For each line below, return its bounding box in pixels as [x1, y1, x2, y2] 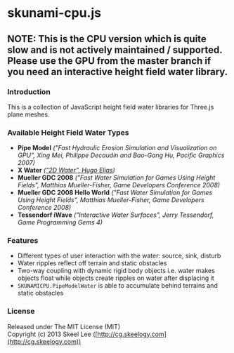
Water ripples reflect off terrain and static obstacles [17, 259, 167, 267]
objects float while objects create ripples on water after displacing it [17, 274, 214, 282]
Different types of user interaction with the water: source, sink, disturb [17, 251, 221, 260]
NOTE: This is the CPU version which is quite [7, 33, 207, 45]
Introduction [7, 86, 51, 96]
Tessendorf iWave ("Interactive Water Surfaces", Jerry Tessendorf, [17, 211, 214, 219]
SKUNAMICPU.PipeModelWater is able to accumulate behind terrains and [17, 281, 218, 290]
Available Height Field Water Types [7, 128, 129, 138]
